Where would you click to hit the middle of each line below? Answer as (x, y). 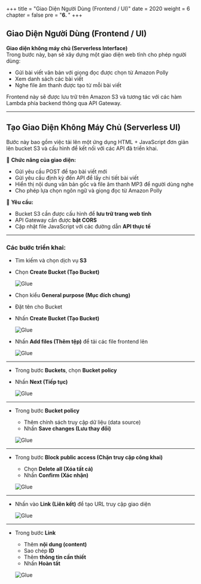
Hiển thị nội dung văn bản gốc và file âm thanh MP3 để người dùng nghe (104, 184)
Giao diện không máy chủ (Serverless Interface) (67, 48)
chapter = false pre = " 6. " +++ (44, 15)
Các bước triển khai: (36, 247)
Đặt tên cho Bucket (39, 307)
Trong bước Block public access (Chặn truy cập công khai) (89, 457)
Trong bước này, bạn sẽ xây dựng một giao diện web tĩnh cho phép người (96, 54)
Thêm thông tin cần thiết (55, 557)
